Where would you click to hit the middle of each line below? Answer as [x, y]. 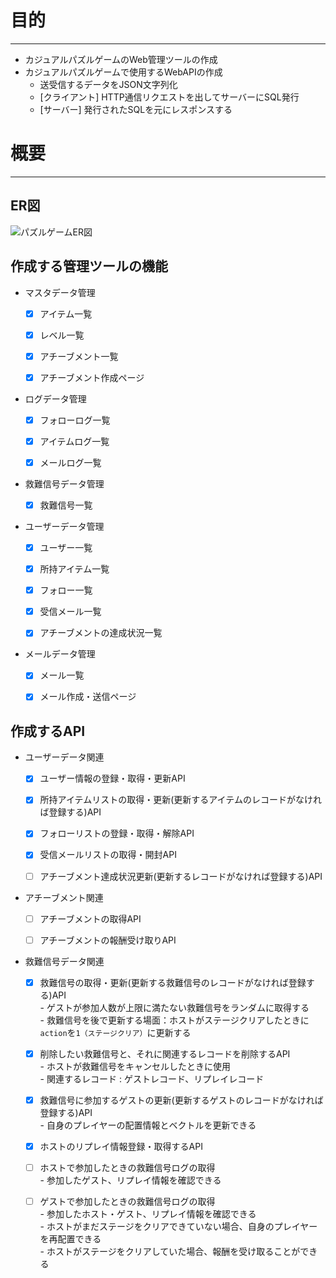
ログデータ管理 [55, 398]
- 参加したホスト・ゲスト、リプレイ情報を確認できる [148, 1214]
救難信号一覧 [66, 505]
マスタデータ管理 [60, 292]
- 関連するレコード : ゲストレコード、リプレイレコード [152, 1078]
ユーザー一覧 [66, 547]
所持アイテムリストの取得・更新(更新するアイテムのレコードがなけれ [180, 800]
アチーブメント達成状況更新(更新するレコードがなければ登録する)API [181, 876]
